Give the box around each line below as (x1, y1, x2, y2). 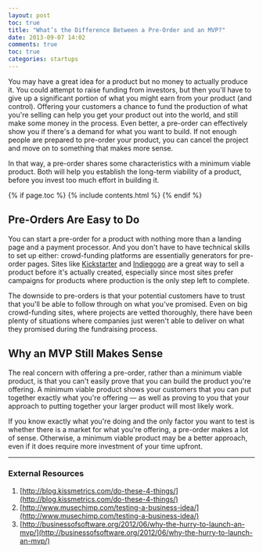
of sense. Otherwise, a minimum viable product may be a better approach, (8, 433, 248, 442)
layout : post (8, 11, 51, 20)
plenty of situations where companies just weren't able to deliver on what (8, 315, 245, 326)
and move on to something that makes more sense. (8, 143, 174, 153)
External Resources (8, 468, 85, 479)
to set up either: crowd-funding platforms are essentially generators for (8, 250, 238, 260)
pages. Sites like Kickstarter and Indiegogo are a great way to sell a (27, 259, 245, 268)
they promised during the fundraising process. (8, 324, 158, 333)
